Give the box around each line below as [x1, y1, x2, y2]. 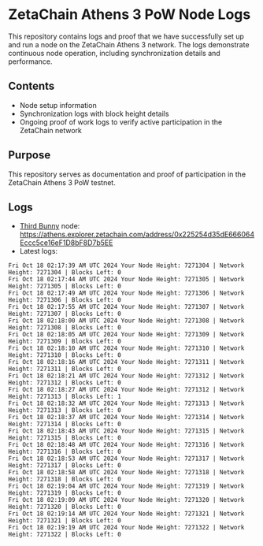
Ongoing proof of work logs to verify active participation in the [19, 117, 223, 127]
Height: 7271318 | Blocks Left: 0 [8, 475, 122, 484]
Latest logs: [19, 247, 57, 256]
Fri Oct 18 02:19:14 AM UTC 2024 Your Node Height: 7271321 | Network [8, 510, 245, 518]
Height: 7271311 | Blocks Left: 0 [8, 365, 122, 373]
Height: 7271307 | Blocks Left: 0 [8, 310, 122, 318]
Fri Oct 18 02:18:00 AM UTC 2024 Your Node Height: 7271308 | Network [8, 317, 245, 325]
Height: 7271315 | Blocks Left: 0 [8, 434, 122, 442]
